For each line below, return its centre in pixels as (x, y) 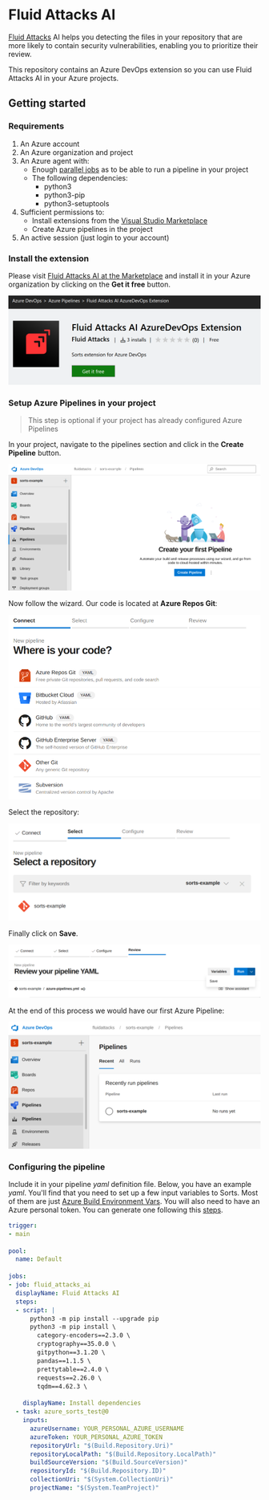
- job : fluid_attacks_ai (50, 1285)
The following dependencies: (80, 177)
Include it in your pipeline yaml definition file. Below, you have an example (130, 1184)
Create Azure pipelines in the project (92, 229)
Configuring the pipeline (57, 1167)
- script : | (36, 1310)
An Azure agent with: (54, 161)
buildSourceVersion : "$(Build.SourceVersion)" (108, 1462)
